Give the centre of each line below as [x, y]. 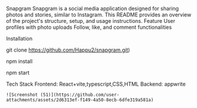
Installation [19, 38]
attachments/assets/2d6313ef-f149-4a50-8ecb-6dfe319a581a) [80, 100]
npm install [19, 61]
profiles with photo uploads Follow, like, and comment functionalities [89, 27]
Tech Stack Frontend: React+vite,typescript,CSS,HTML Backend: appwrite [96, 84]
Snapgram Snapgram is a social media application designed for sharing [93, 9]
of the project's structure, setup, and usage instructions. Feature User [91, 21]
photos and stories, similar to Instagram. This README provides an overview [99, 15]
